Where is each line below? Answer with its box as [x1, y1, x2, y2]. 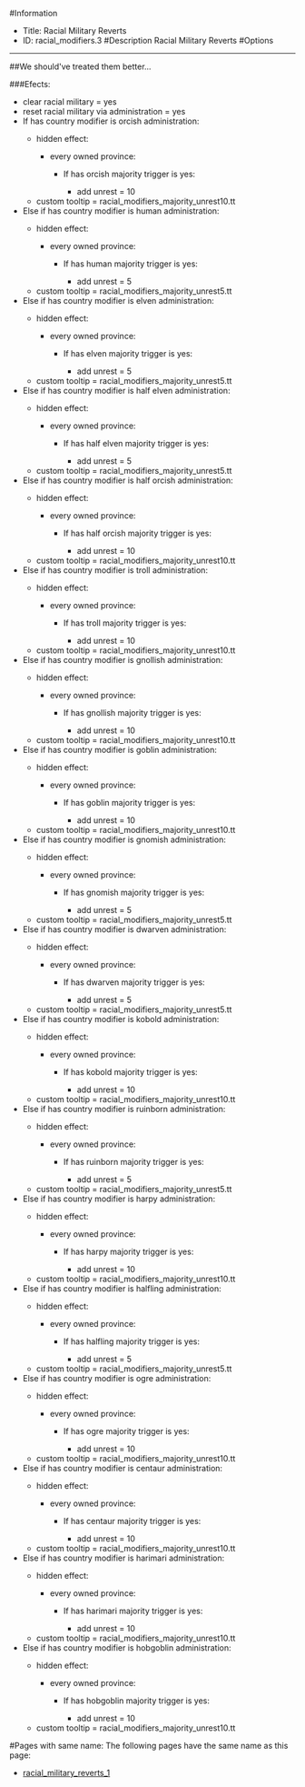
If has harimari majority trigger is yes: [63, 1605, 203, 1616]
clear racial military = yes [22, 96, 117, 107]
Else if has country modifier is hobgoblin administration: [22, 1642, 231, 1653]
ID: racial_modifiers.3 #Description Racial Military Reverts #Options [22, 35, 274, 45]
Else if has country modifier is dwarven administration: [22, 924, 227, 935]
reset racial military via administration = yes [22, 106, 186, 116]
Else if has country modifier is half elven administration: [22, 386, 231, 396]
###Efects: [9, 79, 51, 89]
